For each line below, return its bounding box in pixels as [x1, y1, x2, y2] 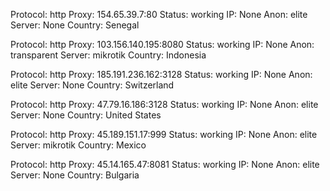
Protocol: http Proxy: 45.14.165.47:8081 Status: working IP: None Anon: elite [10, 159, 320, 170]
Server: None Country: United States [10, 109, 162, 121]
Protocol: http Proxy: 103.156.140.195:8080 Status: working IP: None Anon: [10, 39, 315, 50]
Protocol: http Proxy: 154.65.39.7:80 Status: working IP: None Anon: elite [10, 9, 308, 20]
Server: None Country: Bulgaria [10, 169, 140, 181]
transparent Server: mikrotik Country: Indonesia [10, 49, 207, 61]
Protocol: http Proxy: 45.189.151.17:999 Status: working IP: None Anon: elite [10, 129, 318, 140]
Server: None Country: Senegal [10, 19, 140, 31]
